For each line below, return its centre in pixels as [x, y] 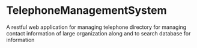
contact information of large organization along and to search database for [98, 33]
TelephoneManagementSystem [86, 10]
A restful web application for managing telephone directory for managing [96, 27]
